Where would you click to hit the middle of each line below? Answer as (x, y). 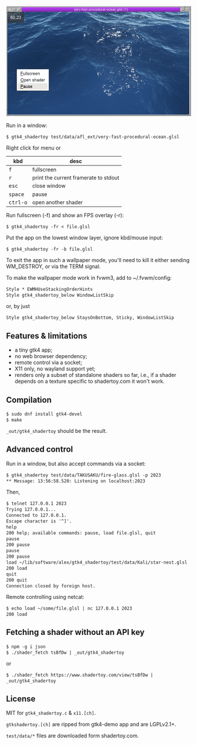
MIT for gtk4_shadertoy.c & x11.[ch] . (51, 713)
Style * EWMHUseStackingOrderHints (50, 289)
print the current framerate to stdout (76, 178)
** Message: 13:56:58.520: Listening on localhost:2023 (76, 481)
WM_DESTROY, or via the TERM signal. (53, 266)
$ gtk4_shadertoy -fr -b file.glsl (50, 249)
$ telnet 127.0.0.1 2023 (36, 504)
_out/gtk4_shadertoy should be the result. (57, 431)
